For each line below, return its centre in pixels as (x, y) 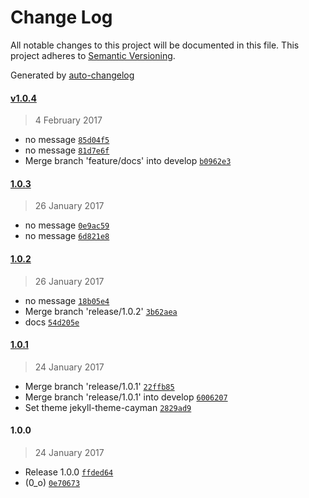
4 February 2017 (68, 120)
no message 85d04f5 (67, 140)
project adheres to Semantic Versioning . (93, 55)
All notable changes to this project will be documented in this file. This (155, 45)
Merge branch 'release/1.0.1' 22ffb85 (99, 386)
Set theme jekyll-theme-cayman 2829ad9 (108, 407)
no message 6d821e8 (67, 236)
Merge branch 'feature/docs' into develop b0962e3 (128, 161)
